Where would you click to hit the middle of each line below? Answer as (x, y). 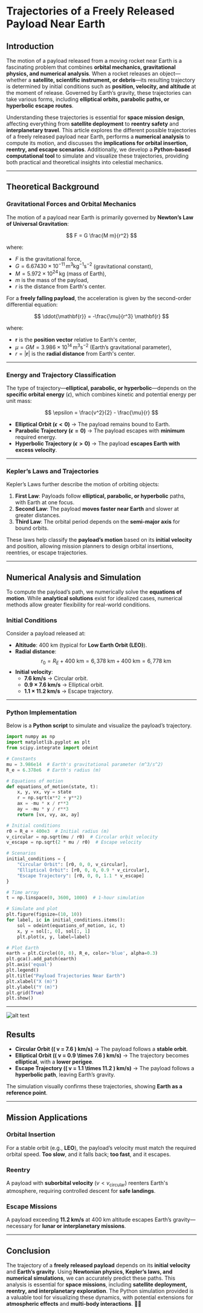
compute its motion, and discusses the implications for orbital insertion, (97, 143)
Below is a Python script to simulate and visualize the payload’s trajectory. (99, 725)
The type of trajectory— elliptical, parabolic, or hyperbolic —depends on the (101, 388)
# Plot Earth (23, 948)
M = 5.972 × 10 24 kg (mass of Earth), (61, 273)
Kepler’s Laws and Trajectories (53, 471)
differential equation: (32, 304)
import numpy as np (31, 737)
